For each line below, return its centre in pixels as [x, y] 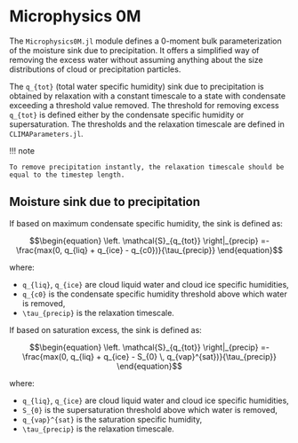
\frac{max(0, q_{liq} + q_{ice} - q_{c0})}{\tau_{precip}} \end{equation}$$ [149, 249]
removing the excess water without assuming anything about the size [137, 59]
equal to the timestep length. [67, 175]
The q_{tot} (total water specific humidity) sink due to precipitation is [137, 86]
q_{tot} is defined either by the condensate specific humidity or [127, 115]
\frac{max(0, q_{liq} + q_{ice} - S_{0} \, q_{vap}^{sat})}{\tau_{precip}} [149, 356]
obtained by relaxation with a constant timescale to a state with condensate [148, 96]
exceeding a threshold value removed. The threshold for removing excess [144, 105]
